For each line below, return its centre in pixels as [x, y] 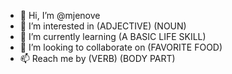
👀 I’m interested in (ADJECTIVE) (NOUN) [103, 26]
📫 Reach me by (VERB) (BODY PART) [97, 58]
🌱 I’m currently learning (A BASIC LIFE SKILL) [113, 36]
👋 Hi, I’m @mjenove [60, 15]
